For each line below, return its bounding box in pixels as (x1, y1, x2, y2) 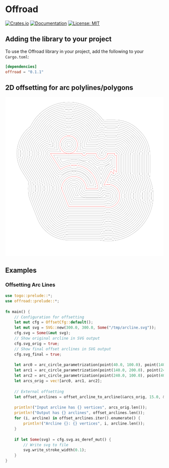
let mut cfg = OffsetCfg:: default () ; (14, 320, 94, 325)
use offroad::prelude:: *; (5, 298, 59, 303)
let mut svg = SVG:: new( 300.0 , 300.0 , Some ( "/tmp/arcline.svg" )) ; (14, 325, 156, 330)
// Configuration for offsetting (14, 315, 84, 320)
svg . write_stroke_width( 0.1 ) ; (23, 448, 87, 453)
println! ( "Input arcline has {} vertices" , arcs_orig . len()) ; (14, 405, 147, 410)
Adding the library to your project (5, 35, 112, 43)
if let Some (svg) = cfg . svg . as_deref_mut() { (14, 437, 112, 442)
